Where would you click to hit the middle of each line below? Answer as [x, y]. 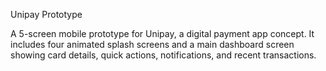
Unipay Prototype [46, 14]
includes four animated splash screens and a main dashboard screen [152, 44]
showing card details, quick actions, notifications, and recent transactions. [163, 55]
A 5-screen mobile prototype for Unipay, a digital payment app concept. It [162, 33]
